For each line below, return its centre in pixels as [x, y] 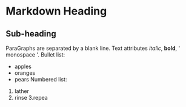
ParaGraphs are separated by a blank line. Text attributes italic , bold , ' [93, 48]
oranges [25, 73]
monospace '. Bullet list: [35, 55]
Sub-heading [31, 34]
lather [22, 91]
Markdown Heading [56, 11]
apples [23, 66]
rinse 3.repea [31, 98]
